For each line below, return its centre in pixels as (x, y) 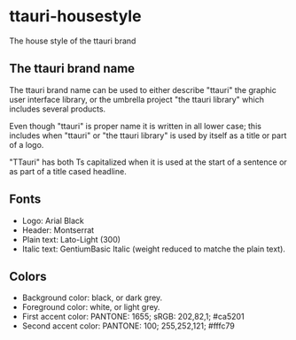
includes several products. (58, 109)
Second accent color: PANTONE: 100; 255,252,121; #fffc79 (128, 326)
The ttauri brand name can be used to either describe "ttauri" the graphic (143, 89)
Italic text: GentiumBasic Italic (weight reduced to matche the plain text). (154, 249)
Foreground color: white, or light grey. (91, 307)
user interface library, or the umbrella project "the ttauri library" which (136, 99)
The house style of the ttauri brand (73, 41)
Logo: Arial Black (53, 220)
